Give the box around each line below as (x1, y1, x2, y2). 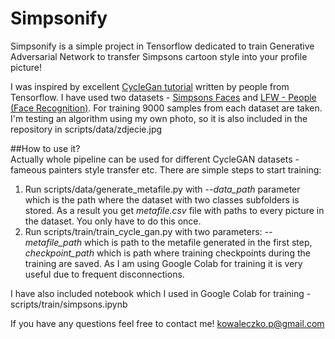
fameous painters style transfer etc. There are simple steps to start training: (10, 163, 322, 176)
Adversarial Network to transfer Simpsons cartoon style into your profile (10, 50, 308, 62)
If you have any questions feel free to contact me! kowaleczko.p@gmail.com (10, 317, 325, 329)
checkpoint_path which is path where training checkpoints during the (24, 247, 311, 259)
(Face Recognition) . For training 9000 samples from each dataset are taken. (10, 102, 323, 114)
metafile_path (24, 236, 83, 248)
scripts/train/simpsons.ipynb (10, 298, 128, 310)
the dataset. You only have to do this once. (24, 215, 202, 227)
